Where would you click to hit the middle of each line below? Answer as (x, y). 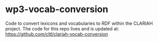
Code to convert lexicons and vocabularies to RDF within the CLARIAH (79, 23)
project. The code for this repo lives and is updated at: (62, 28)
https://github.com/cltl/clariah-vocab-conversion (57, 34)
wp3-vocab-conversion (57, 9)
